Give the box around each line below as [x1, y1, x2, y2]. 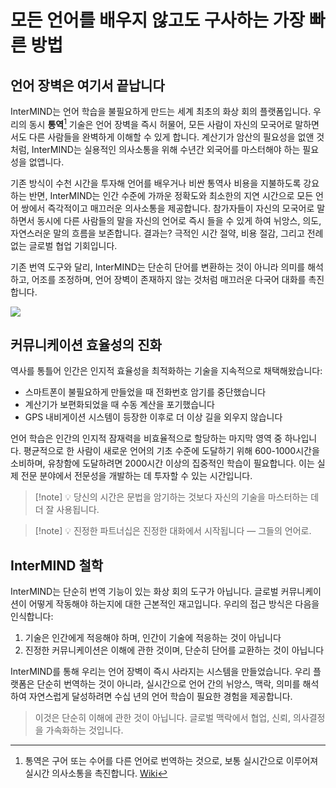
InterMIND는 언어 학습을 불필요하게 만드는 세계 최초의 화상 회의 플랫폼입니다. [10, 106, 312, 117]
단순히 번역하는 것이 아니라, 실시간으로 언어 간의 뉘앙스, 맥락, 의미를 [36, 678, 301, 690]
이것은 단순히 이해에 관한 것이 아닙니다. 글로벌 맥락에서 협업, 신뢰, [34, 712, 291, 724]
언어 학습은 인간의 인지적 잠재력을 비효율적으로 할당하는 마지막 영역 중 [10, 432, 283, 445]
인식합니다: [10, 611, 54, 623]
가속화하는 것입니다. [45, 724, 124, 736]
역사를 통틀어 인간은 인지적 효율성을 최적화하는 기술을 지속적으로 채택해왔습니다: [10, 365, 323, 377]
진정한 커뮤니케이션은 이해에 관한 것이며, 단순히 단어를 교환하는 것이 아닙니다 [24, 644, 325, 656]
